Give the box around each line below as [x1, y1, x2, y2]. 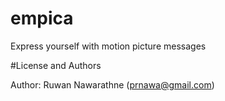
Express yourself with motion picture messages [10, 40, 207, 52]
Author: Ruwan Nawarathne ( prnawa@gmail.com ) [10, 78, 215, 91]
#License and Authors [10, 59, 102, 71]
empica [10, 7, 74, 30]
